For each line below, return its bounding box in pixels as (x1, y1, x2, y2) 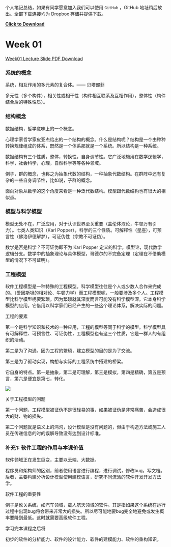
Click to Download (5, 21, 45, 27)
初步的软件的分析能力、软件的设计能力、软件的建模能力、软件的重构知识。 (5, 536, 161, 542)
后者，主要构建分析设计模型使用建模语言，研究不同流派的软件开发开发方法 (5, 474, 161, 480)
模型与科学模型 (5, 208, 42, 215)
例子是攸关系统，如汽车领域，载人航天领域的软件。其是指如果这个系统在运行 (5, 502, 166, 508)
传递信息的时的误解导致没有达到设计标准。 (14, 430, 103, 437)
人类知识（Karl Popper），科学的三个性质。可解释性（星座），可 (25, 227, 157, 233)
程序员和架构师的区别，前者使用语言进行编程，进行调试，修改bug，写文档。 (5, 468, 165, 474)
